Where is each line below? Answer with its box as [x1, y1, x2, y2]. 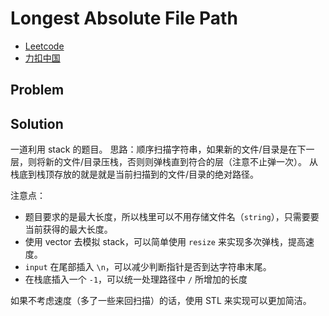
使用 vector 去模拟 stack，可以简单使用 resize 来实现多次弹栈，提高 [24, 236, 306, 248]
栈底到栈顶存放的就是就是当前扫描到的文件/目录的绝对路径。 [10, 168, 260, 181]
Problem [10, 82, 65, 99]
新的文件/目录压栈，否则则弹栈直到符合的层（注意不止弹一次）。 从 [44, 156, 318, 168]
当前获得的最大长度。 [24, 223, 113, 236]
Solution [10, 115, 64, 132]
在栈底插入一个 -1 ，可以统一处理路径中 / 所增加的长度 [24, 273, 248, 286]
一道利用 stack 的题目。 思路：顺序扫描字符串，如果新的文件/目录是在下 [10, 143, 307, 156]
